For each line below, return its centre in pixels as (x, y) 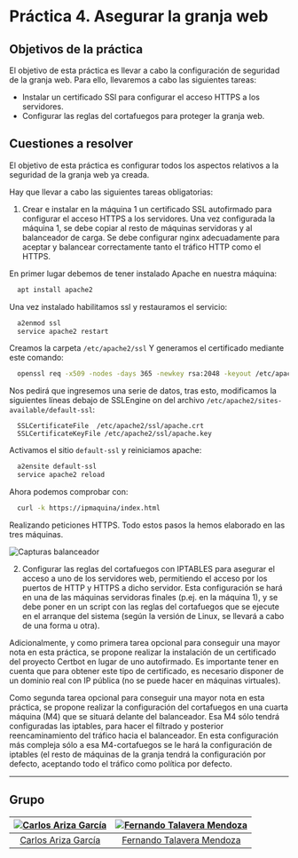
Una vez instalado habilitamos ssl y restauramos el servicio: (118, 306)
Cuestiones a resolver (71, 144)
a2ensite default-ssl (57, 467)
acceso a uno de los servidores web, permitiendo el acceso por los (145, 578)
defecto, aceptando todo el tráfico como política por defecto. (121, 763)
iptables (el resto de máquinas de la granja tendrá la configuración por (137, 754)
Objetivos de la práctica (76, 49)
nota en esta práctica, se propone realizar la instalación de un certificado (143, 652)
